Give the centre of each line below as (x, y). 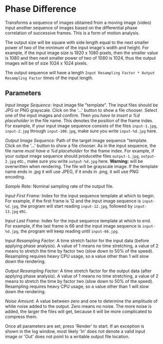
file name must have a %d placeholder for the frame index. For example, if (80, 150)
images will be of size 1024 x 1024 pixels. (46, 63)
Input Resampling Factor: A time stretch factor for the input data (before (77, 240)
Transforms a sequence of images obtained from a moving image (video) (78, 22)
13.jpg (12, 212)
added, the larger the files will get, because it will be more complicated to (79, 311)
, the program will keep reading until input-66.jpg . (68, 231)
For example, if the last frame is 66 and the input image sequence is (73, 226)
